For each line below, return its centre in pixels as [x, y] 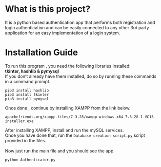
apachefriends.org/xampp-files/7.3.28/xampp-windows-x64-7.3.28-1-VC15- [80, 117]
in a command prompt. [28, 81]
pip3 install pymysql [27, 99]
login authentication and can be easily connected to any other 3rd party [77, 27]
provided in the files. [26, 140]
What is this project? [48, 9]
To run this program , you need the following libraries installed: [68, 66]
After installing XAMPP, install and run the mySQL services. [64, 130]
